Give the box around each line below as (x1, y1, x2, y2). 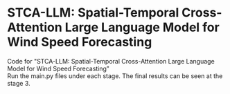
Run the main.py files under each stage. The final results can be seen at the (7, 71, 223, 80)
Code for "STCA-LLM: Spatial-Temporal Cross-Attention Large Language (7, 57, 215, 65)
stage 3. (7, 79, 30, 87)
